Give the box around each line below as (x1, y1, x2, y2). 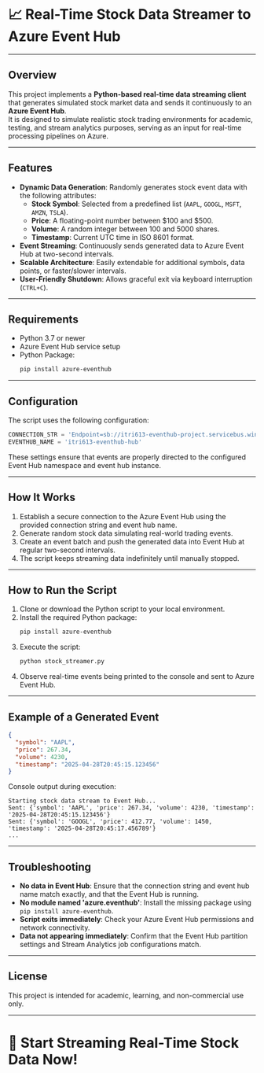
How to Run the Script (8, 584, 118, 597)
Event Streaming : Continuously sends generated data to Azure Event (19, 241, 244, 250)
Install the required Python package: (19, 613, 137, 622)
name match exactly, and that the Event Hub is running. (19, 890, 199, 899)
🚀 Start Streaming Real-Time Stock (8, 1034, 240, 1052)
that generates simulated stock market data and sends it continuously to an (8, 98, 252, 107)
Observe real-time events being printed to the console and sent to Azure (19, 672, 255, 681)
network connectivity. (19, 923, 90, 932)
